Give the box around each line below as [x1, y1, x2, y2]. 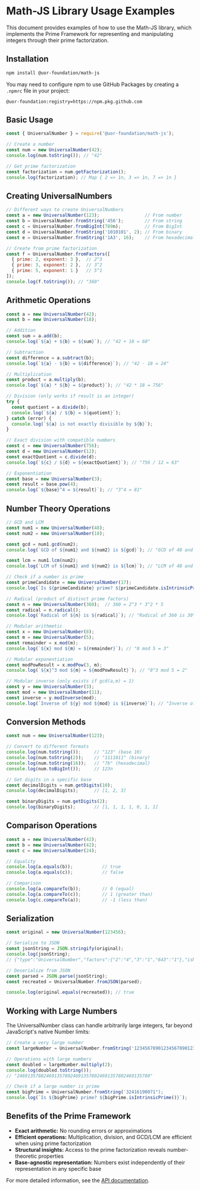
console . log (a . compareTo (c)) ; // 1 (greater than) [6, 891, 153, 897]
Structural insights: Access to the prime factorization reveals [14, 1146, 166, 1153]
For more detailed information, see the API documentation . [6, 1176, 150, 1184]
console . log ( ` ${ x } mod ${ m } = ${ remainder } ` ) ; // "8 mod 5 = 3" [6, 646, 169, 651]
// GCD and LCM [6, 519, 44, 525]
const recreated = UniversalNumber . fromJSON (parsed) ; [6, 978, 143, 984]
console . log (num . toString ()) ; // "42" [6, 152, 102, 159]
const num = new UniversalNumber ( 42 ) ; [6, 147, 102, 153]
